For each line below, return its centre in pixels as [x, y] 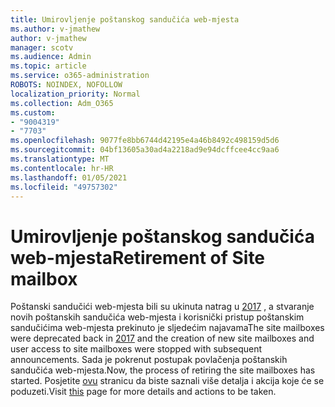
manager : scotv [42, 47]
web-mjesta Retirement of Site [138, 257]
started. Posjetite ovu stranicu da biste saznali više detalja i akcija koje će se [167, 381]
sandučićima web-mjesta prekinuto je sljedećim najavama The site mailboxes [167, 328]
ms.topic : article [48, 66]
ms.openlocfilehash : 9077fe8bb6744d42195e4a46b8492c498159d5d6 [145, 141]
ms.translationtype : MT [60, 159]
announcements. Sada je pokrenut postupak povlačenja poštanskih [149, 360]
